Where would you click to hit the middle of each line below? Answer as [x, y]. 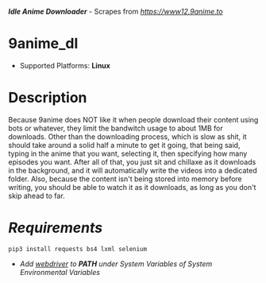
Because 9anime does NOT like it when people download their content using [133, 119]
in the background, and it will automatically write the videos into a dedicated [133, 170]
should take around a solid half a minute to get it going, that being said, [124, 145]
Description [48, 98]
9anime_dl [43, 44]
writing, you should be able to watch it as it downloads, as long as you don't [132, 187]
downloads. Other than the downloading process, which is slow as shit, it [128, 136]
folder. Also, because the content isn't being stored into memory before [125, 179]
